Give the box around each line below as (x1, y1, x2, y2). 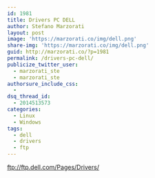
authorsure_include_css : (7, 80, 79, 87)
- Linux (13, 112, 36, 119)
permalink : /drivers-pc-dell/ (7, 55, 94, 62)
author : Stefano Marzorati (7, 23, 85, 30)
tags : (7, 125, 23, 132)
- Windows (13, 118, 41, 126)
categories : (7, 106, 41, 113)
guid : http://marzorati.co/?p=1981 (7, 49, 110, 56)
